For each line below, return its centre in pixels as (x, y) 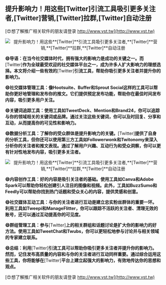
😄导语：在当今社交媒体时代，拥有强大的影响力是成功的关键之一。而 (75, 58)
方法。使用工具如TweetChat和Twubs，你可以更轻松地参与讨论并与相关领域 (82, 231)
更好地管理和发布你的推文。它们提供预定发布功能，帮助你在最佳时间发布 (87, 94)
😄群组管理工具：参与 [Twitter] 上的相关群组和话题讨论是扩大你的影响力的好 (81, 225)
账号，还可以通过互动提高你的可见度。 (44, 214)
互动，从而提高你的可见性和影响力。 (42, 122)
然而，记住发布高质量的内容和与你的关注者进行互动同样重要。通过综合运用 (81, 254)
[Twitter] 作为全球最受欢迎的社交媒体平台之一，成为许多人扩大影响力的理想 (81, 64)
